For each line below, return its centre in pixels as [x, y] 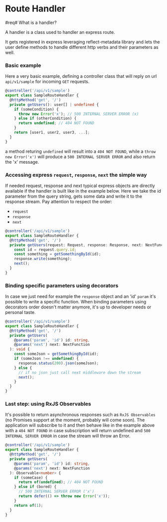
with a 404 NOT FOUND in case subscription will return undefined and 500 [78, 431]
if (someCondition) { [36, 109]
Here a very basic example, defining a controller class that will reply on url [81, 76]
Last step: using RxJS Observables [48, 404]
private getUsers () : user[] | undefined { [54, 105]
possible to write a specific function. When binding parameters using [76, 302]
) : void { [20, 349]
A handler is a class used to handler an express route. [60, 32]
